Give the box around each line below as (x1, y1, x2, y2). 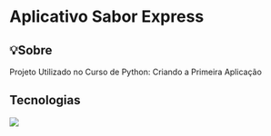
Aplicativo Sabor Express (9, 6, 205, 27)
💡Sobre (9, 43, 53, 58)
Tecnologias (9, 92, 81, 108)
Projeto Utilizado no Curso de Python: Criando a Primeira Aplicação (9, 66, 262, 77)
